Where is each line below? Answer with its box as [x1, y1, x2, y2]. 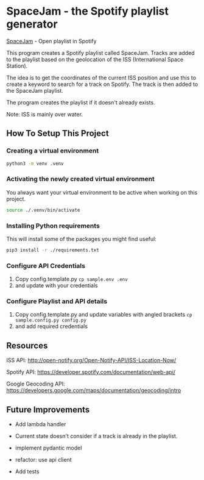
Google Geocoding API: [6, 380, 65, 388]
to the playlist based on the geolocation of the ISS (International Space [6, 56, 184, 63]
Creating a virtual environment [6, 146, 99, 155]
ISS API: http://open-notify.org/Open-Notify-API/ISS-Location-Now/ [6, 357, 177, 364]
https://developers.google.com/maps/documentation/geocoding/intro [6, 387, 181, 394]
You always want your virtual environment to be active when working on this [6, 188, 198, 196]
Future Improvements [6, 404, 90, 415]
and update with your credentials [15, 282, 99, 289]
